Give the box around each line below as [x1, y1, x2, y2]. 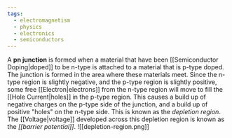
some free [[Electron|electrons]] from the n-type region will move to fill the [7, 85, 223, 94]
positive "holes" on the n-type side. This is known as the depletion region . [7, 108, 221, 116]
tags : [7, 10, 23, 18]
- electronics [13, 29, 55, 37]
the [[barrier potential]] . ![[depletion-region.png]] [7, 123, 149, 131]
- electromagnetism [13, 17, 71, 24]
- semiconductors [13, 36, 64, 43]
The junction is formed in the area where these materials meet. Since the [7, 71, 217, 79]
